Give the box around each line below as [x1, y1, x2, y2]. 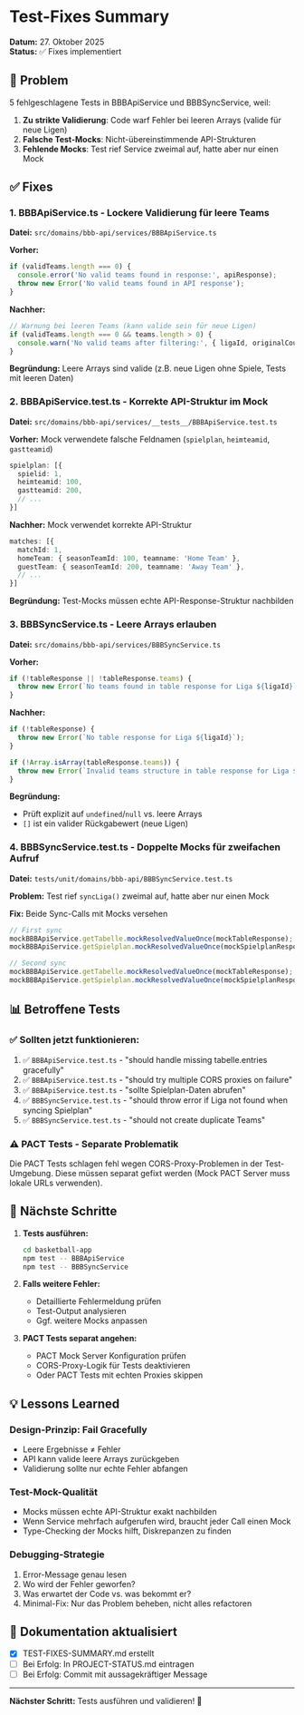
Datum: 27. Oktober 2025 [9, 36, 105, 47]
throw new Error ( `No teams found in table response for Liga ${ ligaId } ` [17, 682, 298, 691]
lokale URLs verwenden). [9, 1177, 103, 1188]
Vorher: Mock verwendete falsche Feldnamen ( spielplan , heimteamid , [9, 434, 270, 444]
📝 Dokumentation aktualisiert [9, 1624, 178, 1640]
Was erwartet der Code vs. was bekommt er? [22, 1588, 192, 1599]
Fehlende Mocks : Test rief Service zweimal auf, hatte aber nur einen [22, 143, 279, 154]
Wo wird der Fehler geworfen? [22, 1578, 136, 1589]
